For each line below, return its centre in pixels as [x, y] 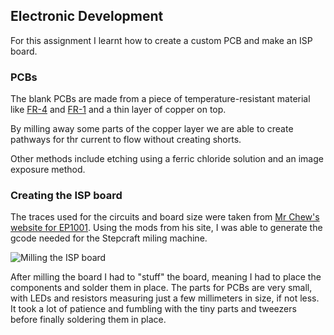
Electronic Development [87, 16]
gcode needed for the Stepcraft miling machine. [109, 238]
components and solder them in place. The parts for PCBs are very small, [161, 288]
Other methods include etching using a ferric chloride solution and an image [167, 159]
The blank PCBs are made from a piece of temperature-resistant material [160, 99]
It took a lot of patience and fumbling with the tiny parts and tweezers [153, 309]
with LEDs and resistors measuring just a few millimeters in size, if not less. [165, 298]
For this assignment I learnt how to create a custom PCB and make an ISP [161, 40]
